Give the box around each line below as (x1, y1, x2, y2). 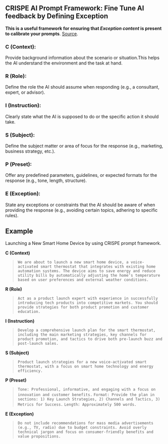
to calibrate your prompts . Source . (5, 30, 78, 37)
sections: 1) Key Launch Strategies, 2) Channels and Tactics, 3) (17, 397, 160, 402)
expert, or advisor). (5, 89, 45, 95)
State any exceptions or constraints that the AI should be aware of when (5, 202, 155, 208)
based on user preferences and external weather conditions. (17, 277, 149, 283)
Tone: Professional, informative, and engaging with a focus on (17, 387, 156, 392)
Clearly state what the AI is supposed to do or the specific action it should (5, 113, 159, 119)
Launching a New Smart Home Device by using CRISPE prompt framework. (5, 240, 161, 246)
